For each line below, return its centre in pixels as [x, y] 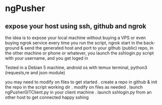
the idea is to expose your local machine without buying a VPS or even [75, 38]
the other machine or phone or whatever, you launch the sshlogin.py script [80, 53]
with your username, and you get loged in [47, 58]
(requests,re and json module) [35, 72]
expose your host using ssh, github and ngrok [76, 26]
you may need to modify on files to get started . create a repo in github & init [81, 82]
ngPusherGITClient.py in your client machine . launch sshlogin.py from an [78, 92]
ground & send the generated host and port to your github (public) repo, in [79, 48]
